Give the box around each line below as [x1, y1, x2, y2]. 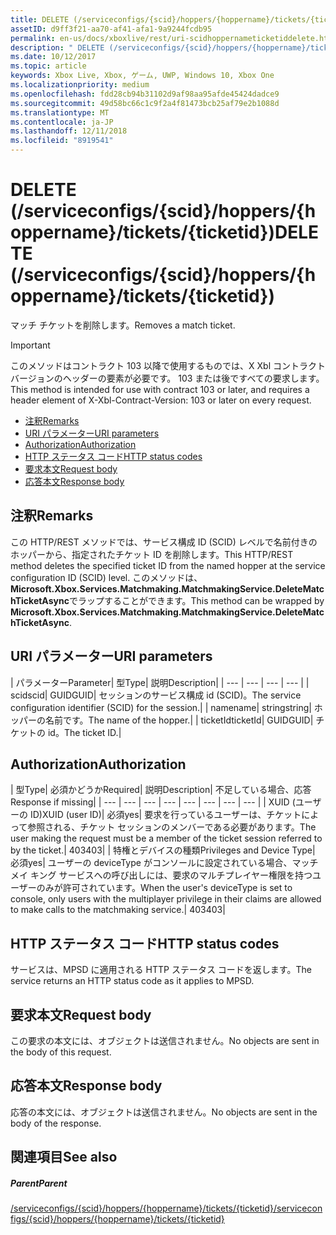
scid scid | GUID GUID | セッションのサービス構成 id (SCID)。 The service [10, 689, 302, 701]
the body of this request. [10, 1046, 112, 1058]
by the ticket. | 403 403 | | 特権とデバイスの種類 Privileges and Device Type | [10, 844, 316, 856]
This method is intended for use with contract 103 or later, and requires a [10, 383, 310, 395]
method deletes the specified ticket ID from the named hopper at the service [10, 559, 326, 571]
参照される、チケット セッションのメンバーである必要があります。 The [27, 821, 317, 833]
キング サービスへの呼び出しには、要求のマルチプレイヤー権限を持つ [29, 869, 313, 881]
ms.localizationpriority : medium [10, 80, 150, 90]
